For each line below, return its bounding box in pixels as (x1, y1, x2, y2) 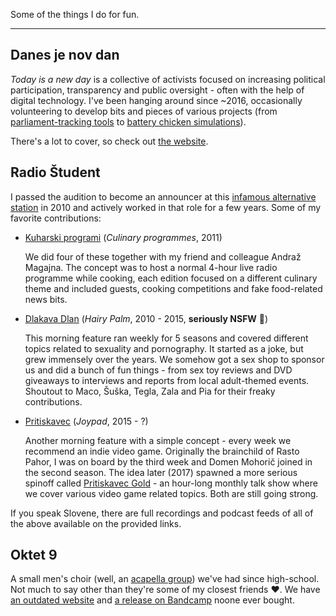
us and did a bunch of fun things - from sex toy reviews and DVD (24, 364, 293, 376)
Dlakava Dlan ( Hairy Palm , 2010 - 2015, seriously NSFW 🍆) (24, 312, 269, 324)
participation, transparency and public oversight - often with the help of (10, 84, 305, 96)
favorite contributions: (10, 212, 102, 224)
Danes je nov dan (10, 47, 120, 64)
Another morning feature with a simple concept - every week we (24, 434, 292, 446)
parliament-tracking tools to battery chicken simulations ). (10, 115, 247, 128)
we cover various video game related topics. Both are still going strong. (24, 487, 319, 499)
